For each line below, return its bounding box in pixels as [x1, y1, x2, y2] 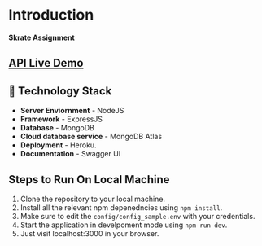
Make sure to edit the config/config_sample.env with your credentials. [20, 211, 255, 221]
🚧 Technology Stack [8, 84, 112, 98]
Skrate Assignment [8, 33, 75, 42]
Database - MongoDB [20, 123, 95, 133]
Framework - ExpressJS [20, 114, 103, 124]
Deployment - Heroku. [20, 140, 97, 150]
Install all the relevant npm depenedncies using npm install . [20, 202, 223, 213]
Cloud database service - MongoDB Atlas [20, 132, 163, 142]
